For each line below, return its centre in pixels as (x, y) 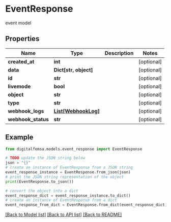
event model (18, 23)
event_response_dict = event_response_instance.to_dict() (68, 196)
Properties (22, 39)
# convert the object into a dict (42, 191)
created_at (21, 61)
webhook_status (28, 119)
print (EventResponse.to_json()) (39, 181)
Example (19, 137)
